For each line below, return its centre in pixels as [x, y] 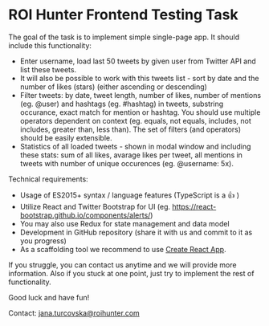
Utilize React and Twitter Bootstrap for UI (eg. [95, 206]
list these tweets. [48, 69]
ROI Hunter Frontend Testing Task [123, 15]
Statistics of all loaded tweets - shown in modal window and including [135, 146]
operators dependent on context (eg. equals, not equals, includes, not [135, 120]
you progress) [43, 240]
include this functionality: [50, 45]
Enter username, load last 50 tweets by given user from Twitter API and [138, 61]
